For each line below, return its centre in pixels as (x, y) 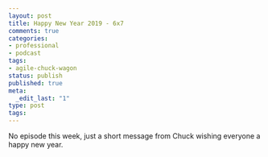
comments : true (34, 31)
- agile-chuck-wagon (43, 68)
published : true (35, 83)
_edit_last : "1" (43, 98)
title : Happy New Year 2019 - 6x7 (66, 23)
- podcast (25, 53)
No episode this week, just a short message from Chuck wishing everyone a (134, 136)
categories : (28, 38)
